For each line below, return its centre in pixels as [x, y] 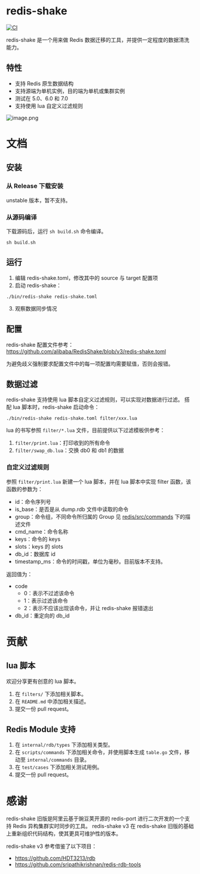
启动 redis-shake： [38, 285]
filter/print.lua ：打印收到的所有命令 [62, 443]
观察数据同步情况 [36, 308]
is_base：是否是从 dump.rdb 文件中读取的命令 [72, 509]
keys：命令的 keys [38, 539]
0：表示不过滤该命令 [49, 593]
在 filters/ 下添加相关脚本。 [50, 694]
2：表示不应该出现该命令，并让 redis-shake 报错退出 [89, 608]
